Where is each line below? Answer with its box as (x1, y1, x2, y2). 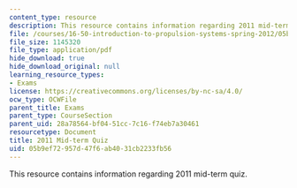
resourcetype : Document (9, 128, 97, 137)
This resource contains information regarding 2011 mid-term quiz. (9, 169, 247, 179)
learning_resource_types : (9, 71, 104, 79)
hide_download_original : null (9, 63, 121, 71)
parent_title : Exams (9, 103, 86, 112)
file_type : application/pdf (9, 46, 113, 55)
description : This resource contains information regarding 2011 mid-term (9, 21, 291, 30)
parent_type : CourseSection (9, 111, 113, 120)
